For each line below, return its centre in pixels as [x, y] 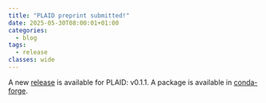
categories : [28, 30]
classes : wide [32, 60]
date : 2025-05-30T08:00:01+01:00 [64, 23]
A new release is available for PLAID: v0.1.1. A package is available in [120, 82]
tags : [17, 45]
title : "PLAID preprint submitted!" [69, 15]
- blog [26, 38]
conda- [246, 82]
